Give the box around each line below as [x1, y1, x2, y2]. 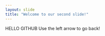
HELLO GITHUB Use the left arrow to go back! [5, 25, 100, 31]
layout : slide [5, 7, 35, 12]
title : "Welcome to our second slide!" [5, 12, 89, 17]
